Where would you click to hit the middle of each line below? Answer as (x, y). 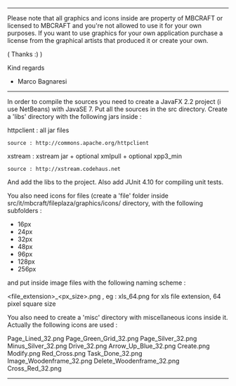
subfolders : (25, 211)
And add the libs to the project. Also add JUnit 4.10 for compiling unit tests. (115, 182)
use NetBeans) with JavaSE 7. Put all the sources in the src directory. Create (118, 109)
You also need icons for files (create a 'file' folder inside (88, 195)
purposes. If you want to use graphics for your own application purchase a (115, 33)
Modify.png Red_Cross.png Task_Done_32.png (75, 353)
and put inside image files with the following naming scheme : (97, 283)
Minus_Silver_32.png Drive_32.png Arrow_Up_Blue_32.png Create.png (109, 346)
